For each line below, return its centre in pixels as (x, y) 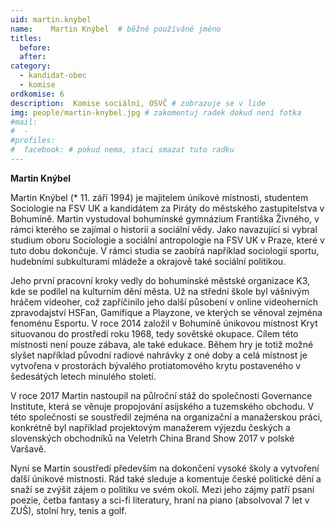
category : (31, 66)
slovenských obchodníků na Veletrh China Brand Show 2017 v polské (152, 438)
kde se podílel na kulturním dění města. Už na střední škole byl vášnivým (160, 291)
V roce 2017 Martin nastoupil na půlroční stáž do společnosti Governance (161, 395)
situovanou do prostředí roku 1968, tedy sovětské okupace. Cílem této (154, 333)
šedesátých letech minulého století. (83, 376)
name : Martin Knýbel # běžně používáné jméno (116, 29)
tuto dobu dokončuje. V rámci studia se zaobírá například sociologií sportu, (165, 250)
